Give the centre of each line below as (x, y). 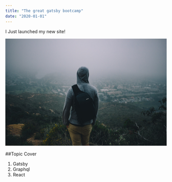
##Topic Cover (21, 154)
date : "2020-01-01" (26, 16)
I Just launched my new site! (35, 31)
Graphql (21, 169)
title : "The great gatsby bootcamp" (44, 11)
